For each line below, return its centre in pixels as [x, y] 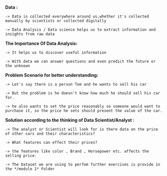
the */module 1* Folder [30, 169]
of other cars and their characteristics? [50, 134]
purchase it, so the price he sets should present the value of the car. [84, 111]
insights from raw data [30, 34]
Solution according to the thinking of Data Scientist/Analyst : [70, 120]
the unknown [18, 66]
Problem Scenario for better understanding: [52, 75]
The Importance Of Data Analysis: [41, 43]
